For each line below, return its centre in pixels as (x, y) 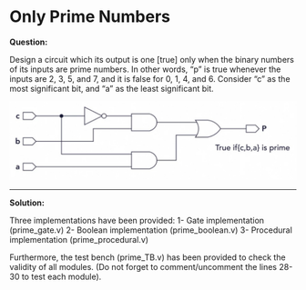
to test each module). (61, 276)
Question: (29, 42)
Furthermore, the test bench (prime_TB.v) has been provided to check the (148, 257)
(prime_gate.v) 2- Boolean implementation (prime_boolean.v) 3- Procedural (151, 230)
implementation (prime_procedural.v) (79, 239)
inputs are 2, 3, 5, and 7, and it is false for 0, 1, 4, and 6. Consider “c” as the (150, 78)
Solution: (27, 203)
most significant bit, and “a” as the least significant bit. (112, 88)
